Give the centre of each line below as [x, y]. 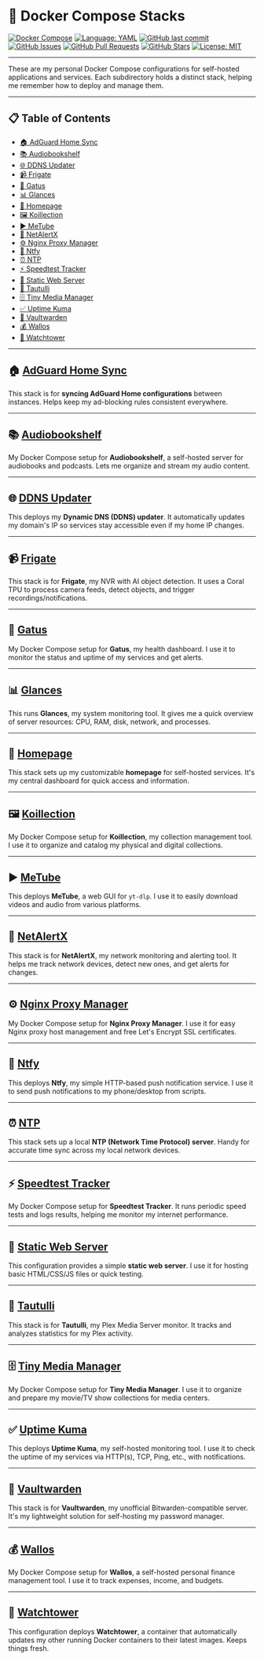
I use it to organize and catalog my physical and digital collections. [116, 845]
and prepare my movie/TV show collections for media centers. [109, 1398]
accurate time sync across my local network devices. [94, 1150]
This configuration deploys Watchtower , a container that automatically [123, 1631]
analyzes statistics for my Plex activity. [71, 1333]
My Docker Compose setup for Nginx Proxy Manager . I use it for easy [122, 1023]
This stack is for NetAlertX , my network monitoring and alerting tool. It [123, 955]
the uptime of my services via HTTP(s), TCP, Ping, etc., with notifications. [127, 1457]
